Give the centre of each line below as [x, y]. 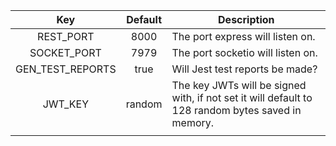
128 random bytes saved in [236, 110]
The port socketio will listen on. [244, 52]
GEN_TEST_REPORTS [66, 69]
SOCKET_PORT [65, 52]
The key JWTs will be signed [239, 85]
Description [246, 19]
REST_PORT [66, 36]
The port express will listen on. [243, 36]
